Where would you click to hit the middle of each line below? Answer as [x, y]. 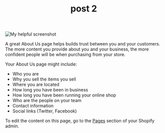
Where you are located [36, 84]
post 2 [84, 9]
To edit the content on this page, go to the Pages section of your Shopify [80, 121]
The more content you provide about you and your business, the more [77, 49]
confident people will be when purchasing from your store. [65, 54]
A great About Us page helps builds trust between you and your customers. [83, 44]
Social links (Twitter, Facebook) [45, 111]
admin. [12, 126]
